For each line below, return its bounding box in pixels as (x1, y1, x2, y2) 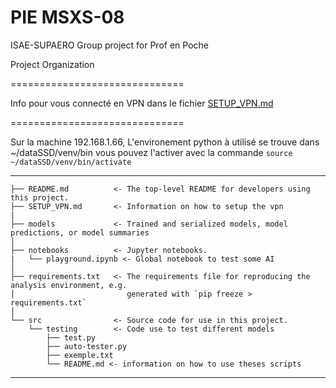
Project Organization (10, 58, 95, 70)
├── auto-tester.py (46, 341, 128, 351)
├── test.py (46, 332, 97, 343)
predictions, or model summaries (10, 227, 150, 238)
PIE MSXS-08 (10, 6, 125, 29)
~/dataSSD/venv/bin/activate (10, 157, 132, 167)
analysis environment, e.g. (10, 280, 128, 290)
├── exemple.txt (46, 350, 114, 360)
